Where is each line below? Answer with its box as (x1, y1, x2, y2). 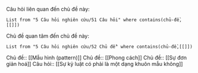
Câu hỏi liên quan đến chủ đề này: (6, 6, 90, 12)
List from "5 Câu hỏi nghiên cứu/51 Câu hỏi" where (6, 17, 137, 23)
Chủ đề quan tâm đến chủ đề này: (6, 32, 89, 39)
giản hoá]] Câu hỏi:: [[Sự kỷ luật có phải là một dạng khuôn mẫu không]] (6, 61, 183, 67)
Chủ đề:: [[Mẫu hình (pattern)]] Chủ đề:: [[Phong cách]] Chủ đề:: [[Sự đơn (6, 54, 187, 61)
